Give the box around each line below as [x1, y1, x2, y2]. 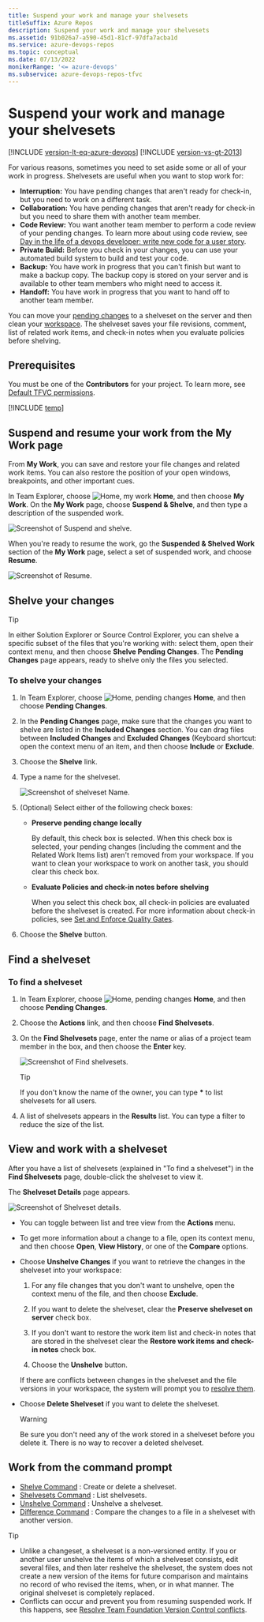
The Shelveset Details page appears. [8, 1187, 130, 1196]
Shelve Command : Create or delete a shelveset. [19, 1481, 177, 1491]
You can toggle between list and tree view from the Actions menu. [19, 1218, 236, 1227]
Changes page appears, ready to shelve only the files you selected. [8, 655, 229, 664]
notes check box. [39, 1344, 97, 1354]
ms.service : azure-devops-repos [8, 41, 114, 49]
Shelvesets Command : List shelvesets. [19, 1490, 147, 1500]
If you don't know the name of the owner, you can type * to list [19, 1087, 223, 1097]
